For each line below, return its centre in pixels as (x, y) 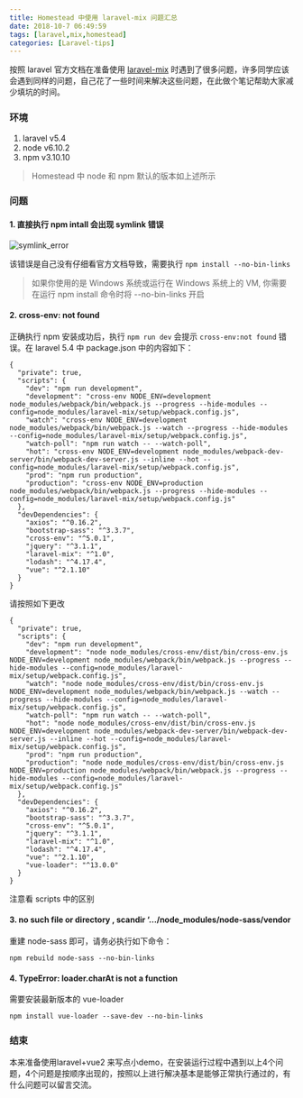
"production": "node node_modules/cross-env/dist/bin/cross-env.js (155, 763)
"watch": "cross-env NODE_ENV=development (106, 420)
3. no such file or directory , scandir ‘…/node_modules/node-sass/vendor (150, 920)
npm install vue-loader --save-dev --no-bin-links (106, 1016)
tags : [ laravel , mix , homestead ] (68, 34)
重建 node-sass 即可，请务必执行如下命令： (91, 941)
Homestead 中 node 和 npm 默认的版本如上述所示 (124, 176)
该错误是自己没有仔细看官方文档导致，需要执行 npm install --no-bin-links (150, 263)
